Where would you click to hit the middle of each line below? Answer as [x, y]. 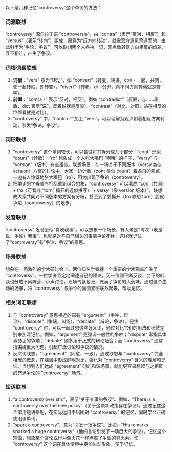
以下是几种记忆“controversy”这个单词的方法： [54, 7]
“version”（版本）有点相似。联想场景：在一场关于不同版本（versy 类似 [87, 164]
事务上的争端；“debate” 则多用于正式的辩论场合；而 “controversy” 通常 [88, 340]
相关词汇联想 [21, 303]
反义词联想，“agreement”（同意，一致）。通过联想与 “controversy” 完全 [88, 353]
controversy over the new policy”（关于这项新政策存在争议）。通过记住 [87, 406]
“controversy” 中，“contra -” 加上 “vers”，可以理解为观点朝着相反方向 [86, 118]
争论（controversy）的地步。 [43, 203]
